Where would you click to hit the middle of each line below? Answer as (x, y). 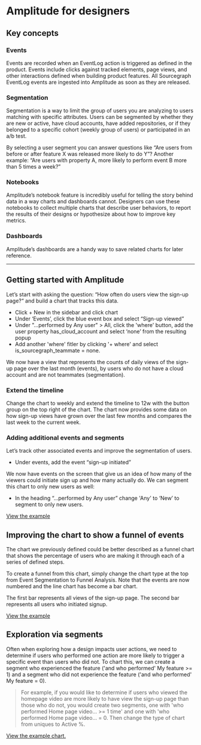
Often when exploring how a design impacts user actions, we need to (92, 649)
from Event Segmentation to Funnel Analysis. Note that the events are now (98, 580)
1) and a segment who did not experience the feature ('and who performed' (99, 674)
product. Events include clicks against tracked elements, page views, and (97, 69)
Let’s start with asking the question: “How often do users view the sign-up (97, 294)
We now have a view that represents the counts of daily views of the (90, 362)
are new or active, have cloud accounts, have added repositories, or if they (98, 123)
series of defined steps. (35, 562)
